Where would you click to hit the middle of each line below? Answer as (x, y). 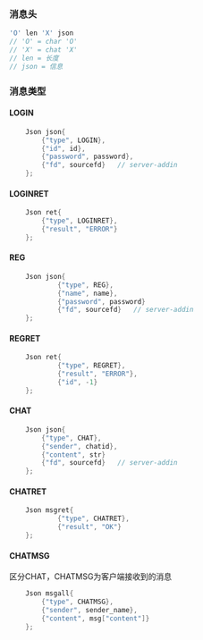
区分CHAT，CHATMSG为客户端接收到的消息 (91, 577)
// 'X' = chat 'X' (43, 50)
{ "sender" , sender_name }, (90, 610)
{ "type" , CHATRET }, (93, 519)
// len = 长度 (34, 58)
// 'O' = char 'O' (43, 42)
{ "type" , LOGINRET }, (80, 221)
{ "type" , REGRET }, (91, 366)
